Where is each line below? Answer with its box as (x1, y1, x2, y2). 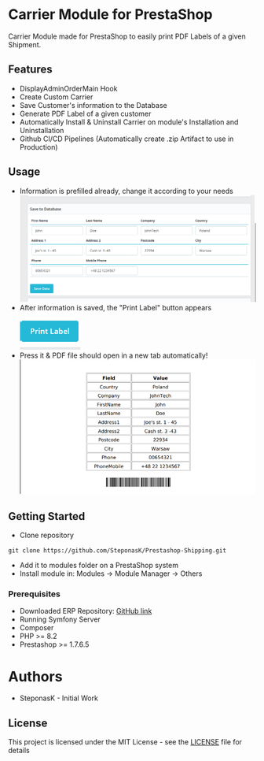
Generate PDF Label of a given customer (19, 109, 152, 118)
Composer (19, 623, 54, 633)
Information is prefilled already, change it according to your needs (19, 186, 233, 195)
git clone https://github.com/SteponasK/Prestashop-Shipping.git (8, 547, 226, 555)
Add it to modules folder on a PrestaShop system (19, 561, 179, 570)
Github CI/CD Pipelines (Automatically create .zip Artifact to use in (19, 134, 234, 143)
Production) (19, 142, 58, 151)
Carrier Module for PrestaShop (8, 6, 213, 24)
